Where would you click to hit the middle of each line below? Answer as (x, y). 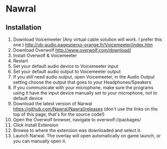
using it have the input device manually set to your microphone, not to (85, 93)
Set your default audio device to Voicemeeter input (65, 66)
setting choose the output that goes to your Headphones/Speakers (82, 82)
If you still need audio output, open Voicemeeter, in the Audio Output (84, 77)
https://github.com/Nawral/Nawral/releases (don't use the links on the (85, 109)
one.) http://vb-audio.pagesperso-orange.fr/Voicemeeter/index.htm (83, 45)
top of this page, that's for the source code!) (59, 114)
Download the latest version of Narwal (52, 103)
